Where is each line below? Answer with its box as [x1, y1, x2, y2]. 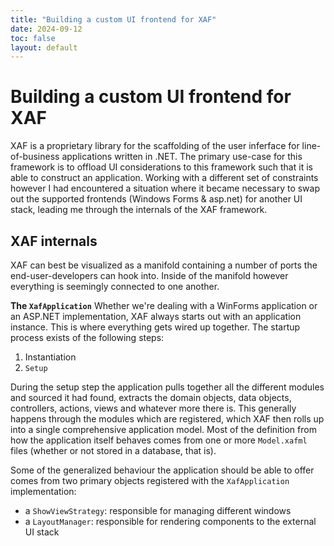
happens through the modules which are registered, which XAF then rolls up [10, 413, 325, 425]
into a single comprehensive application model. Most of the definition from [10, 424, 317, 435]
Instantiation [24, 351, 77, 363]
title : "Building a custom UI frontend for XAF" [10, 14, 217, 25]
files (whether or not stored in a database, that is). [10, 445, 217, 456]
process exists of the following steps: [10, 332, 165, 343]
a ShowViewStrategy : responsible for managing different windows [24, 505, 292, 516]
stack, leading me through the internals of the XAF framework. [10, 204, 268, 216]
